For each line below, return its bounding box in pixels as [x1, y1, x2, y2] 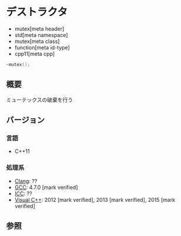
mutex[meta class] [14, 38, 60, 45]
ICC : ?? [14, 190, 32, 197]
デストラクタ [6, 5, 68, 19]
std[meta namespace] [14, 31, 68, 38]
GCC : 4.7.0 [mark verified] [14, 184, 78, 191]
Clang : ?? [14, 177, 38, 184]
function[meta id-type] [14, 44, 70, 51]
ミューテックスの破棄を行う [6, 96, 73, 103]
